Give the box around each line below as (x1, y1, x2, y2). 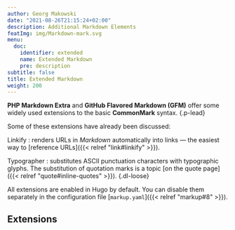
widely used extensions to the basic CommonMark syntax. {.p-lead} (7, 109, 206, 117)
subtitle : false (7, 69, 55, 76)
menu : (7, 36, 23, 43)
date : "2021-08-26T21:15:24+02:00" (7, 17, 112, 24)
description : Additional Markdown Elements (7, 23, 137, 30)
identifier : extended (20, 50, 83, 57)
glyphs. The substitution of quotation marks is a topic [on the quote (7, 164, 202, 172)
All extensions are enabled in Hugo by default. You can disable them (7, 185, 205, 194)
